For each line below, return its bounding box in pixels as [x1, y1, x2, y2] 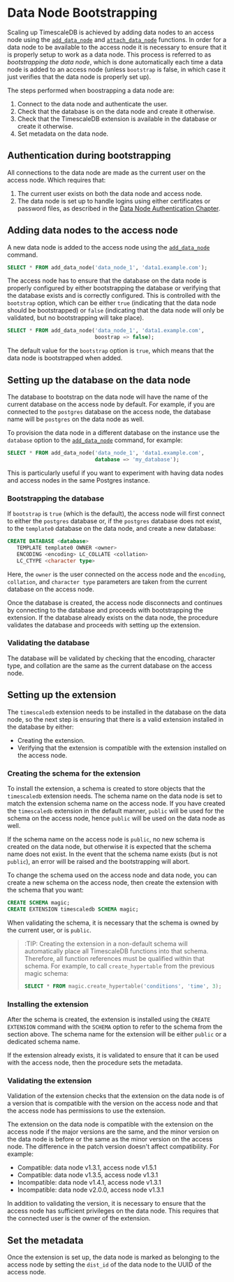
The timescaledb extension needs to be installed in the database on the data [7, 708, 227, 716]
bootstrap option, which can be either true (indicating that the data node [7, 299, 217, 307]
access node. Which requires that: [7, 176, 106, 184]
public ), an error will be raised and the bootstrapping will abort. [7, 857, 190, 865]
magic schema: [24, 969, 68, 977]
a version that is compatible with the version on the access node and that [7, 1099, 219, 1108]
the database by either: [7, 722, 74, 731]
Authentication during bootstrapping [7, 150, 171, 162]
